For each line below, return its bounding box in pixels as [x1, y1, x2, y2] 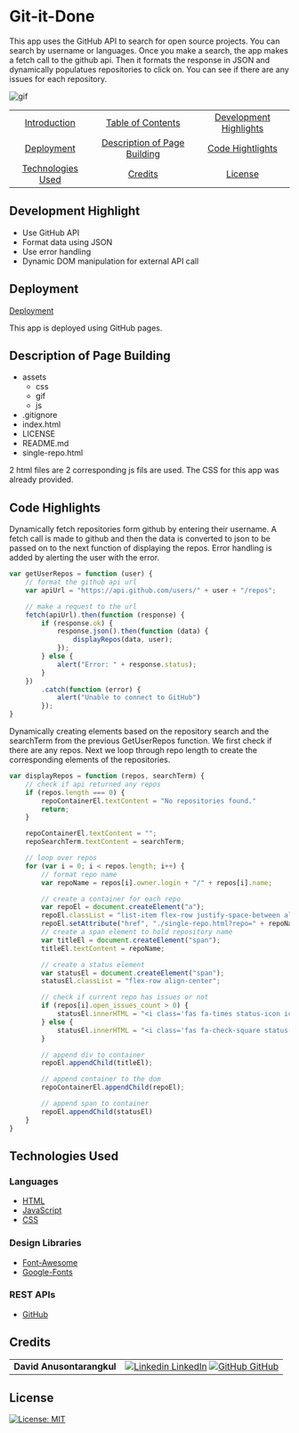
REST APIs [9, 1289, 56, 1301]
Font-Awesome [21, 1257, 78, 1267]
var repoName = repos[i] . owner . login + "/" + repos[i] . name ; [41, 878, 273, 888]
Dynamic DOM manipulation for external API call [21, 256, 199, 266]
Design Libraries [9, 1237, 82, 1249]
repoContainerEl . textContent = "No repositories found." [41, 796, 256, 806]
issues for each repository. [9, 73, 108, 84]
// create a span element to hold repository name [41, 928, 233, 937]
